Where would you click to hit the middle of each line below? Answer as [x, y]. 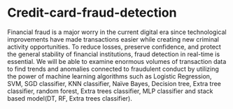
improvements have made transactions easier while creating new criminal [113, 39]
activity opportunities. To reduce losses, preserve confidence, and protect [114, 47]
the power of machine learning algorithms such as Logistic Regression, [110, 76]
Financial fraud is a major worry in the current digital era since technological [117, 32]
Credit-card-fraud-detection [92, 13]
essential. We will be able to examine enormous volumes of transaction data [117, 61]
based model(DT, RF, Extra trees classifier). [70, 98]
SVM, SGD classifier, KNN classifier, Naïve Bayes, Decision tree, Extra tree [114, 83]
